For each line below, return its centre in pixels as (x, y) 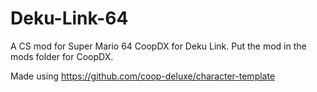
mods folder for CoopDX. (62, 56)
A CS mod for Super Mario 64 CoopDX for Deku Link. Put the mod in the (158, 46)
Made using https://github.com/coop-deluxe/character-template (143, 76)
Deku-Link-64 (69, 18)
